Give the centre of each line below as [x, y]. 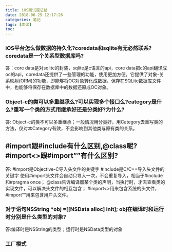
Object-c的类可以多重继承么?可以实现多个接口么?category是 [81, 102]
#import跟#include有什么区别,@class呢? [71, 146]
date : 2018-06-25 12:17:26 [34, 15]
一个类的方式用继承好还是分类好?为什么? [74, 110]
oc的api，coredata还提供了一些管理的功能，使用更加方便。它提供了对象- [82, 75]
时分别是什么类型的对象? [36, 217]
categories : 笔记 [23, 20]
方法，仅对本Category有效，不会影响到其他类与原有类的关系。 [71, 128]
